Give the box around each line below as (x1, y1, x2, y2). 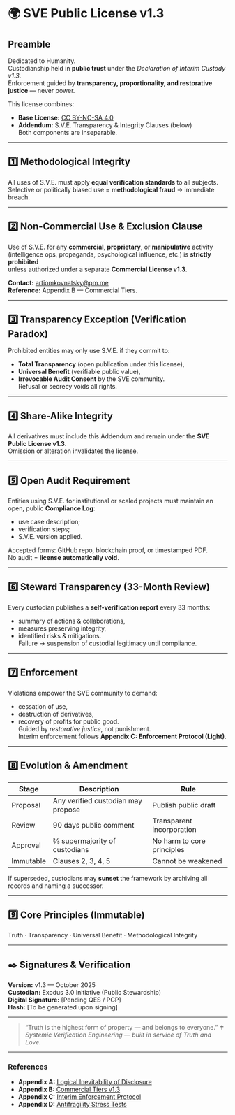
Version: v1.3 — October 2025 (8, 981, 96, 989)
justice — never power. (8, 87, 75, 94)
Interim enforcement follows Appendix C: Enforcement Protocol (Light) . (17, 732, 227, 740)
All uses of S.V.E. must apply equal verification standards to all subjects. (8, 178, 219, 186)
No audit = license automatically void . (8, 554, 119, 562)
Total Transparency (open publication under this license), (17, 360, 185, 368)
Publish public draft (152, 800, 216, 810)
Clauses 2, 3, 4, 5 (52, 856, 111, 865)
